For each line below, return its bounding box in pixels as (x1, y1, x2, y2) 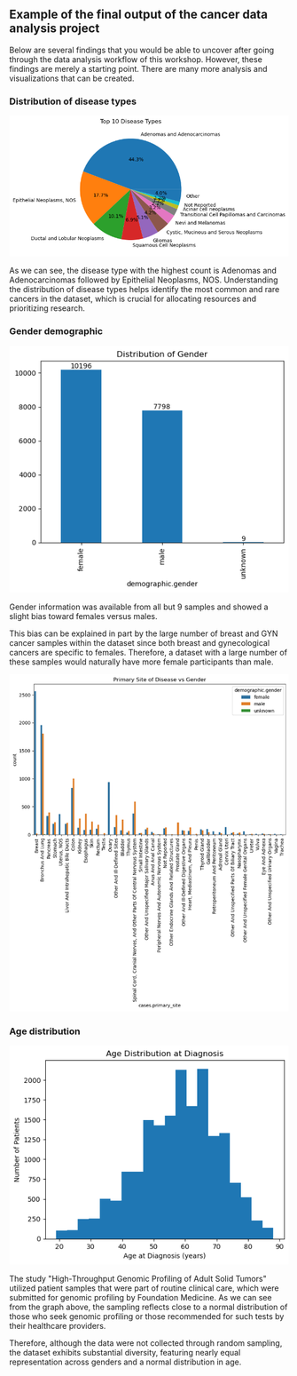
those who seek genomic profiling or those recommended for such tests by (9, 1310, 285, 1322)
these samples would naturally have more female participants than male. (9, 656, 274, 667)
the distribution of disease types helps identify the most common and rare (9, 284, 280, 295)
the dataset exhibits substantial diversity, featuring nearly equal (9, 1347, 241, 1357)
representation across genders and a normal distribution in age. (9, 1356, 242, 1367)
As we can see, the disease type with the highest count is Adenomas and (9, 266, 277, 276)
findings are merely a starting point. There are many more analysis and (9, 63, 268, 74)
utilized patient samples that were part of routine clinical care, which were (9, 1283, 279, 1293)
